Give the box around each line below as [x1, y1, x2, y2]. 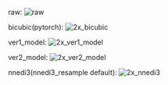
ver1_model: [8, 37, 47, 47]
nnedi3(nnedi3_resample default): [8, 68, 117, 77]
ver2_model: [8, 53, 48, 62]
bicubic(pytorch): [8, 23, 64, 31]
